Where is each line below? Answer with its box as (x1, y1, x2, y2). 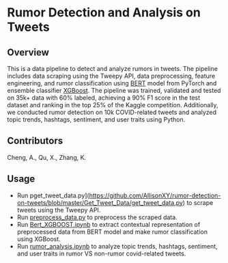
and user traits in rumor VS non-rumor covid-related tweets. (16, 249, 186, 258)
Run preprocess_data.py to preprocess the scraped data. (16, 213, 177, 221)
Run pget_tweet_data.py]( (16, 191, 90, 199)
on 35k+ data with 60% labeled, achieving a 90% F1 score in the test (7, 94, 201, 102)
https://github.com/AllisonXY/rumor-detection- (89, 191, 221, 199)
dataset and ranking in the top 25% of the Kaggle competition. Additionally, (7, 101, 218, 109)
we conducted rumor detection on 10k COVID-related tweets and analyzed (7, 108, 217, 116)
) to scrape (182, 198, 214, 206)
